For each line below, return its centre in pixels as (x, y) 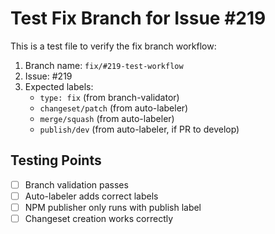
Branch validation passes (76, 184)
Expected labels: (59, 86)
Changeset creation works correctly (99, 218)
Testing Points (56, 160)
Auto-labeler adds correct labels (91, 196)
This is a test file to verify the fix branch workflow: (113, 46)
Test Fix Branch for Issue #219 (138, 18)
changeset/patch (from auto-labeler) (114, 108)
